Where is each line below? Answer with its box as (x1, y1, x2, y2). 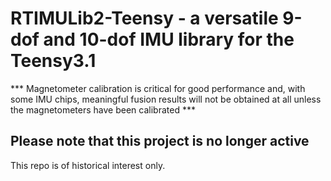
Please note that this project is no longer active (10, 133, 310, 150)
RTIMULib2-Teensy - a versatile (10, 7, 279, 30)
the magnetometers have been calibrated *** (10, 103, 196, 116)
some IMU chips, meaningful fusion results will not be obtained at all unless (10, 93, 322, 105)
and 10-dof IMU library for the (43, 28, 295, 51)
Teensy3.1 (10, 50, 97, 72)
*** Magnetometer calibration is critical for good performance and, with (10, 82, 306, 94)
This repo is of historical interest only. (10, 159, 166, 171)
